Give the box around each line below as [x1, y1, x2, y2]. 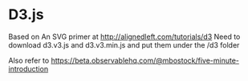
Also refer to [8, 56, 50, 65]
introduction [8, 64, 49, 73]
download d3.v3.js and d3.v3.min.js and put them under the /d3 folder [8, 40, 240, 49]
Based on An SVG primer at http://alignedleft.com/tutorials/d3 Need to [8, 32, 241, 41]
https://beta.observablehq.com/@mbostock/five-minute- [51, 56, 239, 65]
